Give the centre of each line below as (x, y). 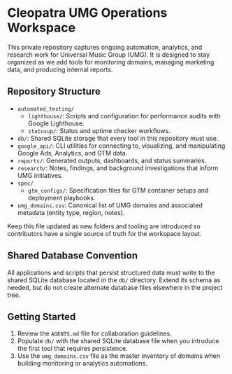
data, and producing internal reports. (60, 69)
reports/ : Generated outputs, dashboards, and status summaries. (112, 160)
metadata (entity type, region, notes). (71, 212)
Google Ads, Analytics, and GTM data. (72, 153)
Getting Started (42, 317)
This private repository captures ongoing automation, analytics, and (105, 47)
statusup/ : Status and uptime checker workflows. (99, 130)
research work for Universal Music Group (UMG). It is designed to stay (109, 55)
